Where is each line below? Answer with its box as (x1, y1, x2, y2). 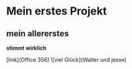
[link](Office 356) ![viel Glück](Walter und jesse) (6, 56, 127, 63)
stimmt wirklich (6, 44, 47, 51)
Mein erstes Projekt (6, 4, 107, 18)
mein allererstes (6, 28, 69, 39)
